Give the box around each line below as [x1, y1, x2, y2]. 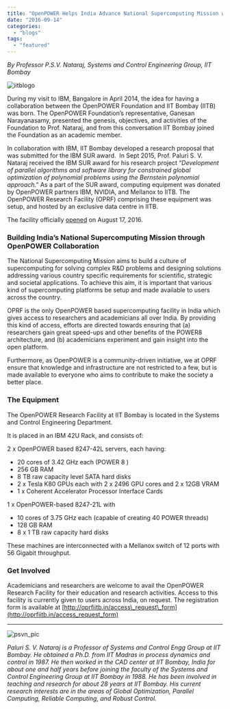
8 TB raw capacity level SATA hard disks [16, 472, 131, 480]
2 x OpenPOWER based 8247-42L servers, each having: [7, 445, 166, 453]
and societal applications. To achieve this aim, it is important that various [7, 279, 212, 287]
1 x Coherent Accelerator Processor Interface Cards [16, 487, 163, 495]
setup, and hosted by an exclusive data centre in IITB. [7, 203, 159, 210]
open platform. [7, 343, 49, 351]
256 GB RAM [16, 465, 54, 473]
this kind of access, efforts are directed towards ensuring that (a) [7, 321, 191, 329]
